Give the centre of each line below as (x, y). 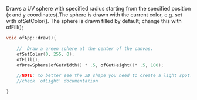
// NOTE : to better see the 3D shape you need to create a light (97, 76)
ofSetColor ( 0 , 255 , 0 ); (46, 54)
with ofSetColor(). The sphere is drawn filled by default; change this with (94, 21)
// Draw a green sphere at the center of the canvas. (85, 49)
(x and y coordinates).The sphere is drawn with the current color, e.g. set (94, 15)
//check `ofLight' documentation (57, 81)
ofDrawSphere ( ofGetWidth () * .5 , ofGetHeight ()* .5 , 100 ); (90, 65)
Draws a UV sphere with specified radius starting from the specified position (98, 9)
